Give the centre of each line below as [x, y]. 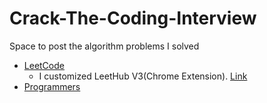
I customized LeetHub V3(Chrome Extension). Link [143, 76]
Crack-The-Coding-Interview [133, 18]
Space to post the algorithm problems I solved [104, 46]
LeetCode [44, 65]
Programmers [52, 86]
